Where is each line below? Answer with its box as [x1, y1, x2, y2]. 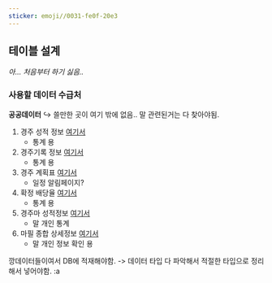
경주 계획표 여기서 [19, 168, 77, 177]
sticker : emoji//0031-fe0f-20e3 [8, 11, 118, 20]
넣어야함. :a [23, 266, 61, 276]
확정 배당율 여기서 [19, 188, 77, 198]
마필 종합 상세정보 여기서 [19, 229, 99, 238]
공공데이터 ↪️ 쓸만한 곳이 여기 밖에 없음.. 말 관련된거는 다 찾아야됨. [8, 109, 220, 119]
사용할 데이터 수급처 [8, 89, 82, 101]
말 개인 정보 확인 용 [32, 238, 93, 248]
